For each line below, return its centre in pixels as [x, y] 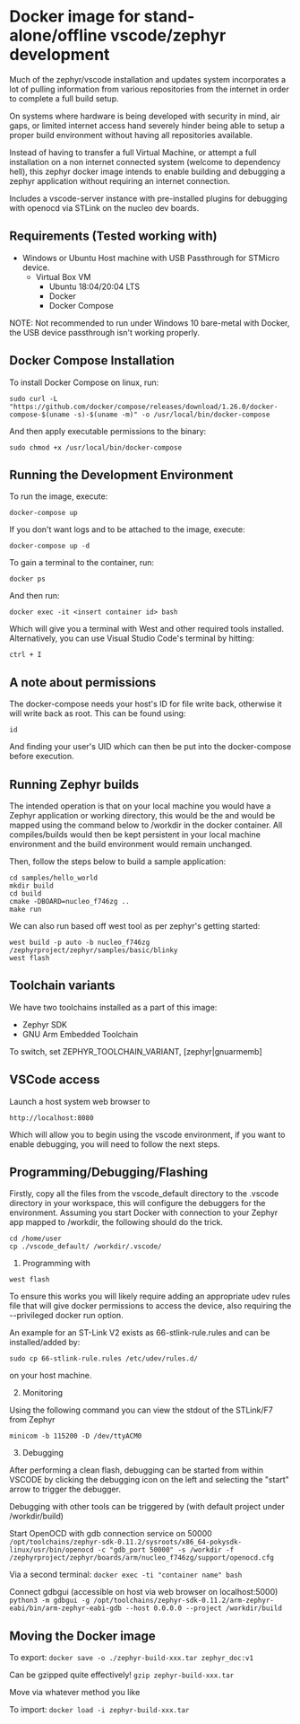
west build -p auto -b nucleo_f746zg [80, 942]
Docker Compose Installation [92, 361]
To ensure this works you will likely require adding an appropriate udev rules [150, 1296]
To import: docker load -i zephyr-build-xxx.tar [99, 1710]
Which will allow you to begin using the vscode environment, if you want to [147, 1134]
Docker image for [75, 17]
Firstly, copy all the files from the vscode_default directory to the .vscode [144, 1194]
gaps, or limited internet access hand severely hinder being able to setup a [147, 125]
